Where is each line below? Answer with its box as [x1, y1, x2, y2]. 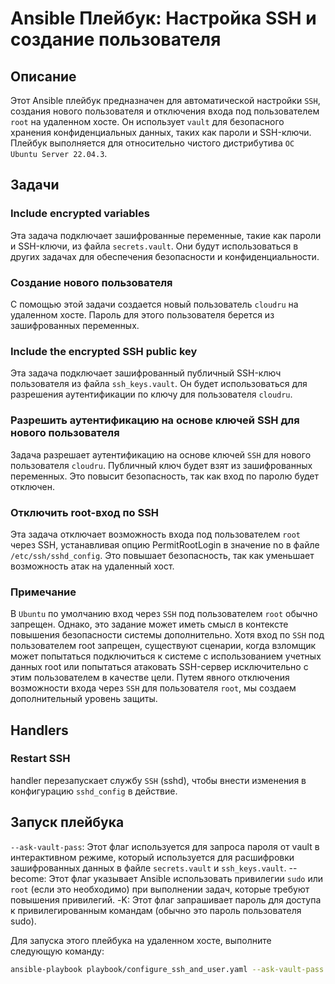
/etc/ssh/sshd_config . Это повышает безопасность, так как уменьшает [10, 549, 315, 561]
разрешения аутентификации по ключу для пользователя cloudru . [10, 388, 293, 401]
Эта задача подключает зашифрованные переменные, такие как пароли [10, 229, 322, 241]
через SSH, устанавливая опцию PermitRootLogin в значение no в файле [10, 538, 320, 551]
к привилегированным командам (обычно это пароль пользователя [10, 904, 302, 916]
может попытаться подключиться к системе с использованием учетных [10, 650, 322, 662]
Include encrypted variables [10, 207, 150, 221]
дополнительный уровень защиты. [10, 693, 158, 705]
